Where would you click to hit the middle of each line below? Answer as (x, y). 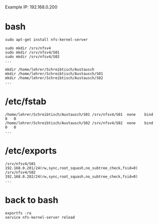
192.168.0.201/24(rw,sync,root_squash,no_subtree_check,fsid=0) (71, 168)
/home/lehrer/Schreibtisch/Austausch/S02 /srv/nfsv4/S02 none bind (79, 123)
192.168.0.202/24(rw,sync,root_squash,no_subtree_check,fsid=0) (71, 177)
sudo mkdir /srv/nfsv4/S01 (32, 52)
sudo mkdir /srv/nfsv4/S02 (32, 56)
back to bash (32, 200)
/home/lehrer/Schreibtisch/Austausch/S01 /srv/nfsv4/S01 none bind (79, 114)
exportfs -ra (18, 213)
